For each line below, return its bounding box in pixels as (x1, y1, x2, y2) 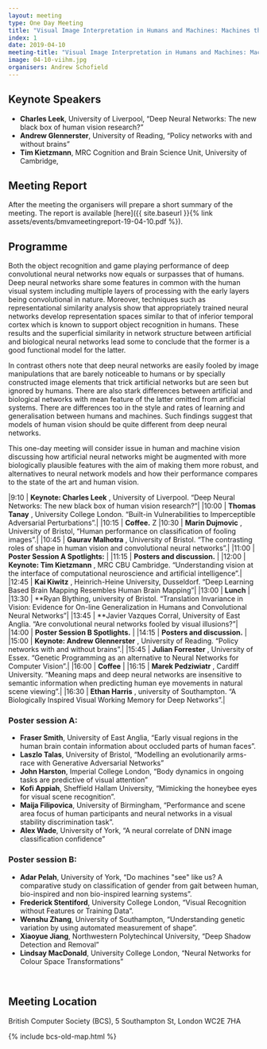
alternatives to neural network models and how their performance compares (8, 469, 258, 479)
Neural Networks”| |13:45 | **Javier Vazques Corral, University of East (8, 611, 241, 620)
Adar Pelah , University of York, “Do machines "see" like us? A (19, 872, 223, 881)
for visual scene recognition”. (19, 792, 116, 802)
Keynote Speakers (8, 93, 102, 106)
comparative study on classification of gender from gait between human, (19, 881, 259, 890)
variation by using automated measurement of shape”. (19, 923, 197, 932)
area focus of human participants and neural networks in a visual (19, 809, 233, 819)
